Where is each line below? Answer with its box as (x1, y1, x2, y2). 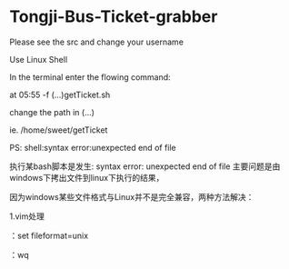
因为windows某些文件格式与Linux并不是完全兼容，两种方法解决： (9, 191, 254, 202)
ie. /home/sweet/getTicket (9, 125, 108, 135)
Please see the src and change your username (9, 36, 184, 47)
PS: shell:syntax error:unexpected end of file (9, 142, 177, 153)
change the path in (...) (9, 106, 95, 117)
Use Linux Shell (9, 54, 68, 65)
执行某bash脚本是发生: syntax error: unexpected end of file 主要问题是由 (9, 161, 281, 172)
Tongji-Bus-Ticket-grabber (9, 6, 218, 27)
